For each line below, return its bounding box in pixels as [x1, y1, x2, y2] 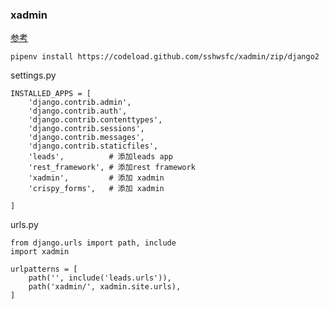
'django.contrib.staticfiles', [28, 141, 159, 152]
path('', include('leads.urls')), [28, 273, 172, 283]
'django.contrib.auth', [28, 106, 128, 117]
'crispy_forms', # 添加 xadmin [28, 184, 165, 194]
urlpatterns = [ [10, 264, 78, 275]
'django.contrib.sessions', [28, 124, 145, 134]
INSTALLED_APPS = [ [10, 89, 92, 99]
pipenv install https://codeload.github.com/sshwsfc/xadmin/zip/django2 [10, 52, 320, 62]
